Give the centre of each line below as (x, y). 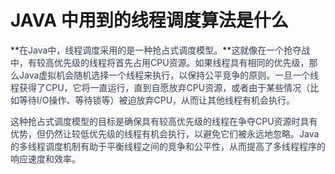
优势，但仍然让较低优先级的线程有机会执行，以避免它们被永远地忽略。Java (165, 133)
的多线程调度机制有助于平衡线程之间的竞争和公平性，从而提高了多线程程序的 (168, 146)
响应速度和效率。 (45, 158)
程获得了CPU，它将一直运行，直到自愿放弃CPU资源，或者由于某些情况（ (160, 87)
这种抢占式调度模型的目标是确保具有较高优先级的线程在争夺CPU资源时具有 (164, 121)
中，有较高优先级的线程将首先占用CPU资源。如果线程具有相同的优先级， (160, 62)
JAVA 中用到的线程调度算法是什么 (149, 20)
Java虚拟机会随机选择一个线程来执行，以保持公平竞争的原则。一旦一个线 (169, 75)
